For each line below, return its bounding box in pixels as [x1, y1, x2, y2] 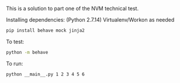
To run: [6, 60, 23, 67]
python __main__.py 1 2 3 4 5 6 [6, 71, 85, 77]
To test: [6, 38, 25, 45]
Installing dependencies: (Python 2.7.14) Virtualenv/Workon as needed [6, 16, 175, 23]
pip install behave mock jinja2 [6, 27, 85, 33]
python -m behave [6, 49, 49, 55]
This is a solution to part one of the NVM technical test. [6, 5, 139, 12]
